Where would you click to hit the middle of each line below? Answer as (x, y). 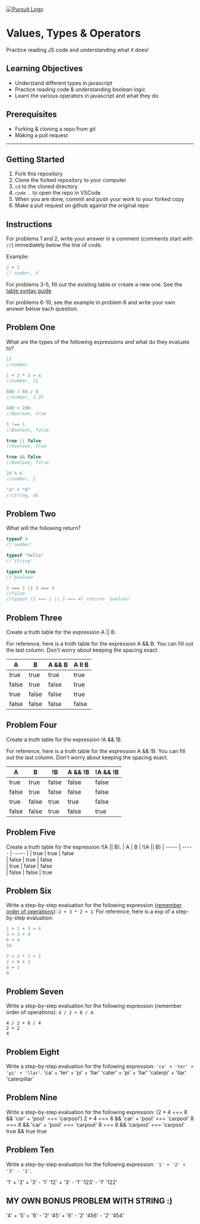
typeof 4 (17, 539)
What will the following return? (43, 528)
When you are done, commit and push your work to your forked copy (99, 199)
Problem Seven (35, 992)
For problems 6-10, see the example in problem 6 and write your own (91, 302)
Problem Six (29, 891)
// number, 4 (22, 273)
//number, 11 (22, 381)
